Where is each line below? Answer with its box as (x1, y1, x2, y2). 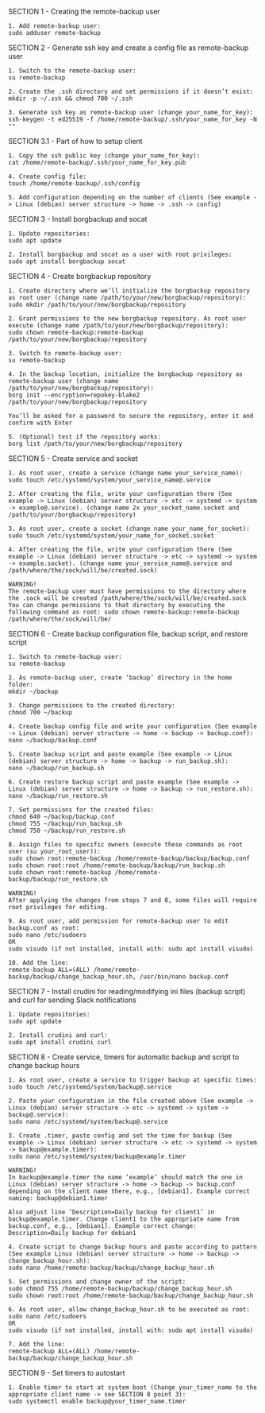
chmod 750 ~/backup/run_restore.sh (8, 827, 126, 834)
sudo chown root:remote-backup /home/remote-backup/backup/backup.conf (8, 854, 250, 862)
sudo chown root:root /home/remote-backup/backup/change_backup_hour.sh (8, 1291, 254, 1299)
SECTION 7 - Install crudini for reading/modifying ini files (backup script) (8, 987, 246, 996)
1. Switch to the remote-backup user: (8, 67, 136, 75)
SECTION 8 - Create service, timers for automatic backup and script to (8, 1052, 240, 1062)
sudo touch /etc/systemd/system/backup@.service (8, 1083, 172, 1091)
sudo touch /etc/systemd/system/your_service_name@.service (8, 476, 212, 484)
